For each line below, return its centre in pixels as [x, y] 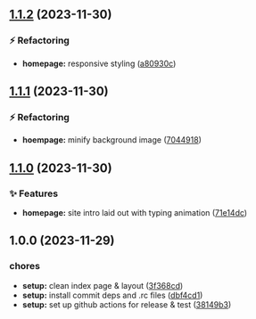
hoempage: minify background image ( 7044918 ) [112, 140]
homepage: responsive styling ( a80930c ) [99, 63]
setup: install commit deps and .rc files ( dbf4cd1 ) [112, 295]
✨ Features [34, 193]
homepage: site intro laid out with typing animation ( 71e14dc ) [135, 213]
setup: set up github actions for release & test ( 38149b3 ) [127, 304]
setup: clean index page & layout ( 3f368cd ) [103, 285]
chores [25, 266]
